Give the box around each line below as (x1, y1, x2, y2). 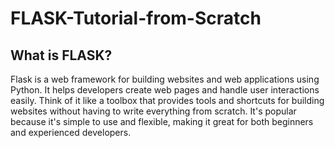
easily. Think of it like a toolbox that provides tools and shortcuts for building (10, 95, 325, 106)
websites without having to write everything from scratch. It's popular (10, 105, 297, 117)
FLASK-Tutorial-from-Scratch (10, 7, 262, 30)
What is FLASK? (10, 47, 113, 64)
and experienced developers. (10, 127, 132, 138)
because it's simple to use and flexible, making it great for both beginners (10, 116, 314, 127)
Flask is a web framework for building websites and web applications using (10, 73, 320, 85)
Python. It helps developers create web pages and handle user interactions (10, 84, 320, 96)
